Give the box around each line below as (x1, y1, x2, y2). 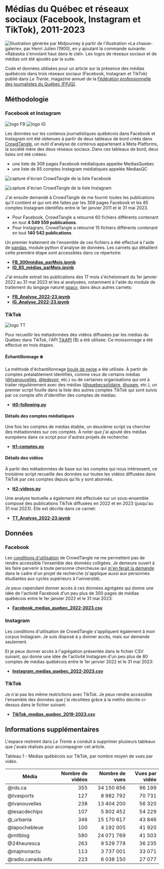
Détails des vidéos (5, 455, 43, 461)
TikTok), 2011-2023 (5, 24, 85, 35)
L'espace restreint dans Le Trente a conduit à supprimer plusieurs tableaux (5, 738, 156, 744)
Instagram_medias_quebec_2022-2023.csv (12, 668, 103, 674)
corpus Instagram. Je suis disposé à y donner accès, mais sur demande (5, 633, 150, 639)
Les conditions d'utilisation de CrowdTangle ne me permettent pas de (5, 555, 145, 561)
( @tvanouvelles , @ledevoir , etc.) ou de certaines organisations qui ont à (5, 377, 150, 382)
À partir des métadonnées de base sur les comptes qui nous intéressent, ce (5, 466, 158, 471)
